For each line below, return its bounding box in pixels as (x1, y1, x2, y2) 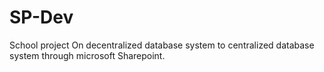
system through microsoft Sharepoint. (9, 49, 166, 61)
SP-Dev (9, 6, 74, 29)
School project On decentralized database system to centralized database (9, 39, 315, 51)
